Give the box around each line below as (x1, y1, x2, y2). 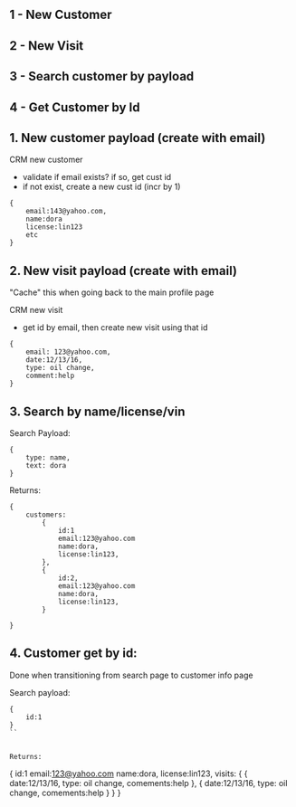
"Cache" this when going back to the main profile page (9, 287, 215, 298)
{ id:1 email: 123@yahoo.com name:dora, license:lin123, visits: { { (9, 768, 248, 779)
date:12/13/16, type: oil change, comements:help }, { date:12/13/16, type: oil (9, 777, 288, 788)
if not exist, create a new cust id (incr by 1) (22, 181, 181, 193)
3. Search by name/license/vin (9, 403, 186, 419)
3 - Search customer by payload (9, 69, 195, 84)
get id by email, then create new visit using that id (22, 322, 208, 333)
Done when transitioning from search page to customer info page (9, 669, 253, 680)
